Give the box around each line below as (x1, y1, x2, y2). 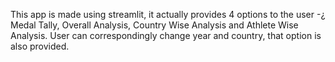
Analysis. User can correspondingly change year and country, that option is (10, 30, 322, 41)
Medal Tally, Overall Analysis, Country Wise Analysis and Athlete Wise (10, 19, 299, 31)
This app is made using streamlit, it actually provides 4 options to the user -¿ (10, 9, 326, 20)
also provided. (10, 40, 70, 52)
